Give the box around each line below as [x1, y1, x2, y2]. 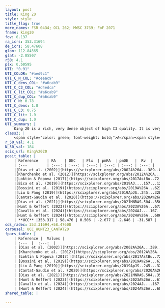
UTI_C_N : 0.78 [5, 99, 34, 104]
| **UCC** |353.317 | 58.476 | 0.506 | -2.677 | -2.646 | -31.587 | [14, 217, 157, 223]
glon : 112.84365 [5, 48, 38, 53]
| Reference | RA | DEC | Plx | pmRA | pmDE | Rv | [14, 158, 153, 163]
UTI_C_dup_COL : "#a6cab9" [5, 94, 58, 99]
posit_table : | [5, 154, 36, 158]
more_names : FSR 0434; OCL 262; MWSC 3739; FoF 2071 [5, 26, 115, 31]
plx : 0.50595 [5, 62, 32, 67]
